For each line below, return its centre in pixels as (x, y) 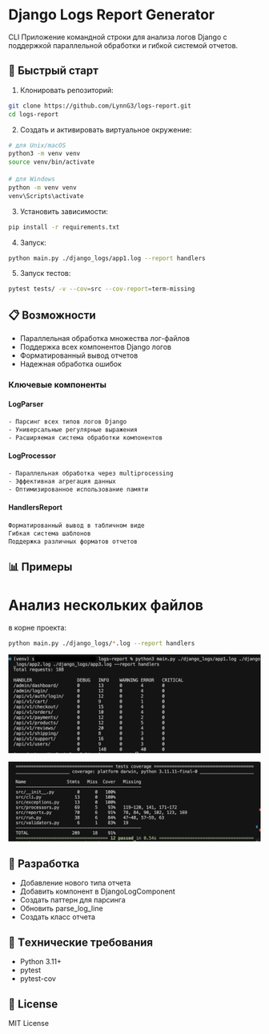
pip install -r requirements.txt (64, 227)
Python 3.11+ (41, 962)
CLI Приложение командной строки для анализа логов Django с (118, 37)
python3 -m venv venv (44, 154)
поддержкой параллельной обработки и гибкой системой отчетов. (123, 45)
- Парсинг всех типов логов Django (68, 422)
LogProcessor (32, 456)
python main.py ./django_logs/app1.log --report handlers (107, 258)
